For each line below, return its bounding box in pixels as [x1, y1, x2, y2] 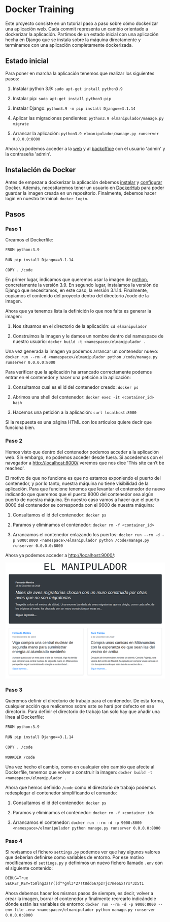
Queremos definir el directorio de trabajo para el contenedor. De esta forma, [5, 698, 164, 704]
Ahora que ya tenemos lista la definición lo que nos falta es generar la [5, 308, 151, 314]
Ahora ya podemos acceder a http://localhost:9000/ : [5, 552, 116, 558]
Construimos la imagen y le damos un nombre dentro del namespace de [12, 333, 164, 339]
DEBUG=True [5, 876, 28, 881]
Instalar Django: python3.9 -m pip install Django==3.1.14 [12, 105, 135, 111]
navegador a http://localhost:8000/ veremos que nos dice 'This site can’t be [5, 459, 164, 466]
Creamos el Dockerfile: [5, 237, 53, 243]
